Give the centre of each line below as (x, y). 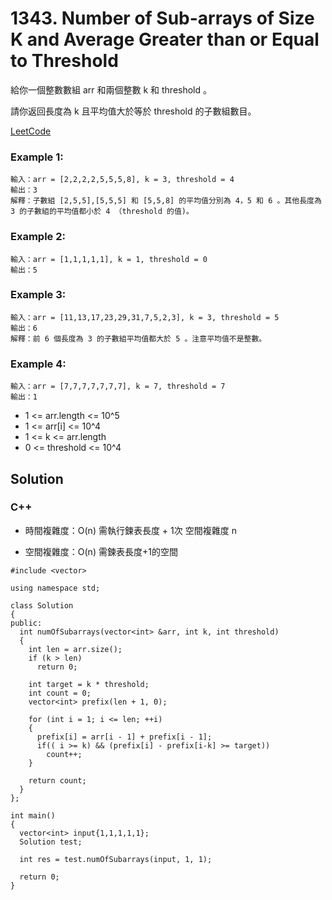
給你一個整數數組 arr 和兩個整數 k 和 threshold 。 (111, 89)
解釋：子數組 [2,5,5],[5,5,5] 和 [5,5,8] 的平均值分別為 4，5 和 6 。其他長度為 (166, 201)
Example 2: (38, 237)
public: (26, 623)
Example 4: (38, 364)
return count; (57, 780)
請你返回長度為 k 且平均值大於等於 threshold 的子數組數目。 (133, 111)
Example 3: (38, 295)
